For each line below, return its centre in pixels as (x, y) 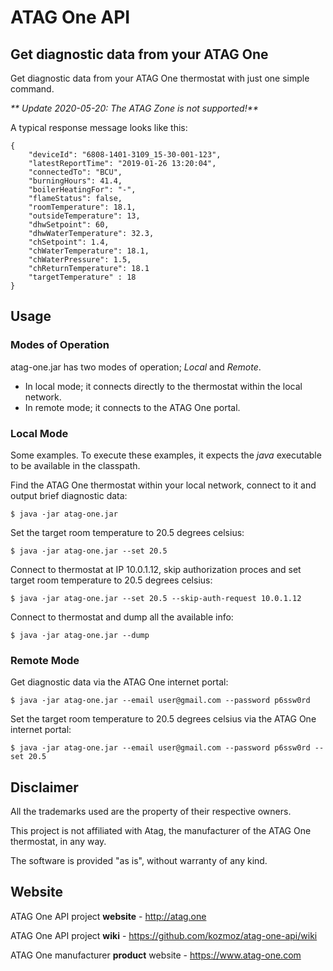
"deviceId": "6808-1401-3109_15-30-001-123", (125, 155)
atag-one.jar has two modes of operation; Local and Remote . (136, 367)
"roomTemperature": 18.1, (82, 207)
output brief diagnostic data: (69, 495)
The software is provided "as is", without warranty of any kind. (139, 861)
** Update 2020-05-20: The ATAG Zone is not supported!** (134, 108)
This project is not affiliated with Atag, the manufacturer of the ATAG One (161, 831)
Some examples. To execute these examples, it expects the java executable (166, 455)
